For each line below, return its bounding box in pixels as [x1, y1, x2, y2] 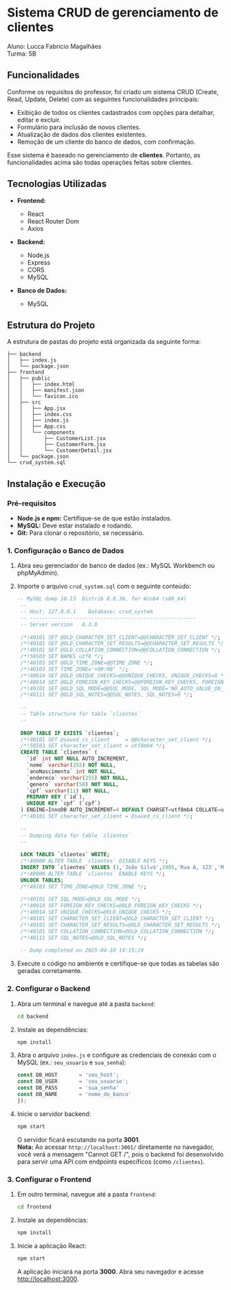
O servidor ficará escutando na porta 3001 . [16, 1135, 141, 1144]
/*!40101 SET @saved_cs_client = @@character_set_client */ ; [20, 736, 212, 743]
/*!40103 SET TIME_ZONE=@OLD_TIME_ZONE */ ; [20, 883, 147, 890]
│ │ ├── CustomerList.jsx [7, 435, 107, 442]
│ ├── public [7, 375, 51, 382]
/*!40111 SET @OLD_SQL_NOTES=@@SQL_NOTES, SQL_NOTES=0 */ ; [20, 691, 193, 699]
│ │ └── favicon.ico [7, 393, 78, 400]
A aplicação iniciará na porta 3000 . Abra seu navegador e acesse [16, 1267, 204, 1276]
